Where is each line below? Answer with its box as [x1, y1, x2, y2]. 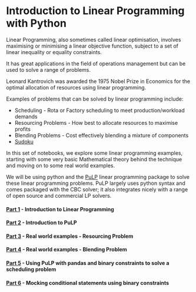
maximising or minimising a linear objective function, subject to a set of [6, 42, 178, 49]
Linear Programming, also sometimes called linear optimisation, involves [6, 36, 181, 43]
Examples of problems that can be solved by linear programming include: [6, 95, 184, 102]
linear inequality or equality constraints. [6, 48, 102, 55]
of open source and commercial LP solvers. [6, 192, 112, 199]
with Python [6, 16, 67, 30]
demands [14, 113, 38, 120]
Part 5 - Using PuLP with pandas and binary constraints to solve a [6, 259, 170, 266]
